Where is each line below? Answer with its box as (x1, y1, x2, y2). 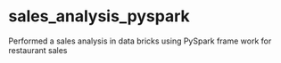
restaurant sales (8, 44, 68, 55)
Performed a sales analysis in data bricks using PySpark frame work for (8, 35, 272, 46)
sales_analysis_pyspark (8, 6, 191, 27)
